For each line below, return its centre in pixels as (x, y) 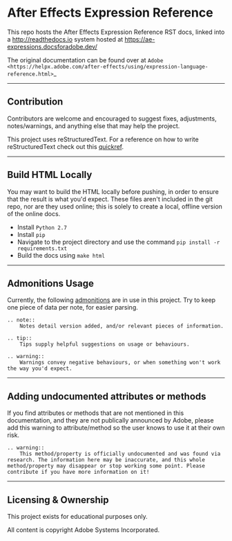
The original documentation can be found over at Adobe (85, 60)
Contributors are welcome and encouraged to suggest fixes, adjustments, (112, 118)
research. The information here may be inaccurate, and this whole (106, 460)
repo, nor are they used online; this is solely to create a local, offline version (115, 206)
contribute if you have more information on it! (78, 472)
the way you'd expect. (40, 369)
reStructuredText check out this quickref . (66, 146)
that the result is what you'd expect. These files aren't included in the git (110, 199)
